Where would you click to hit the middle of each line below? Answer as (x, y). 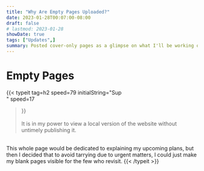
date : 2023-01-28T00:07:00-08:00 (49, 18)
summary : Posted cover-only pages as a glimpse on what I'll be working (100, 46)
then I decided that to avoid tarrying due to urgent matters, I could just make (102, 155)
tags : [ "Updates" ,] (31, 40)
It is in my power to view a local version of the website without (99, 123)
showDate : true (25, 35)
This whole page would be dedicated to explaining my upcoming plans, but (100, 148)
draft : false (23, 23)
